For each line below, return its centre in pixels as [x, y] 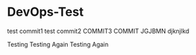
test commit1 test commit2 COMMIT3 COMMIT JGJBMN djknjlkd [98, 31]
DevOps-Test [46, 12]
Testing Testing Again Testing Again [58, 44]
